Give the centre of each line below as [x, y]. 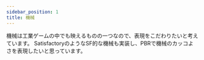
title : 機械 [20, 18]
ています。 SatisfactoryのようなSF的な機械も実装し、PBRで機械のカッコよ [100, 43]
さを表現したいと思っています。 [46, 51]
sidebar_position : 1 [33, 12]
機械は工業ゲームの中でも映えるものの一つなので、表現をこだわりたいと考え [102, 35]
